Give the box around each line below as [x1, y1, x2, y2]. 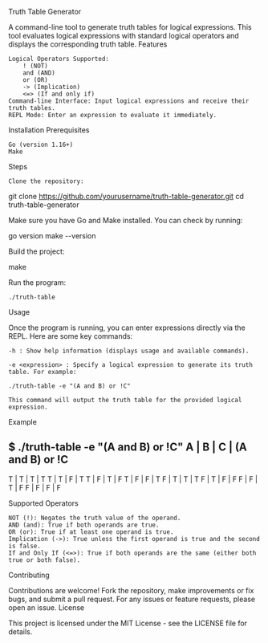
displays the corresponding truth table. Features [8, 39, 168, 49]
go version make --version [8, 231, 96, 240]
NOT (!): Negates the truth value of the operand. [8, 514, 181, 522]
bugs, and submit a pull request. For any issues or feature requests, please [8, 594, 255, 604]
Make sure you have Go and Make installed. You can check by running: [8, 216, 243, 225]
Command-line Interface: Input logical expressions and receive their [8, 97, 250, 105]
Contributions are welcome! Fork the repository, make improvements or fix [8, 585, 254, 595]
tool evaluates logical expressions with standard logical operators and [8, 31, 239, 40]
